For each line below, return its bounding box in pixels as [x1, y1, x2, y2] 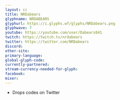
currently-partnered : [5, 62, 50, 67]
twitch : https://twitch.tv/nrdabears [5, 35, 83, 40]
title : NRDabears [5, 12, 41, 17]
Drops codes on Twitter [12, 89, 60, 95]
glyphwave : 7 [5, 26, 32, 31]
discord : [5, 44, 23, 49]
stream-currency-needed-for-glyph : [5, 67, 78, 72]
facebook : [5, 71, 26, 76]
